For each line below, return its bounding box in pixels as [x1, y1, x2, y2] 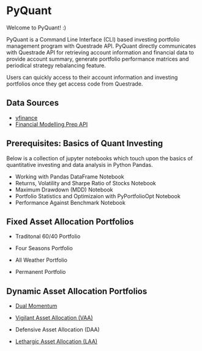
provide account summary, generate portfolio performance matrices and [6, 55, 189, 62]
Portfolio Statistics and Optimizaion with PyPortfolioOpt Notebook [15, 192, 181, 199]
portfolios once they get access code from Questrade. [6, 80, 143, 87]
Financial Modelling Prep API [15, 120, 88, 128]
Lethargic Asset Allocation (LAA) [15, 338, 98, 345]
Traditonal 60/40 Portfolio [15, 233, 81, 240]
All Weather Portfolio [15, 256, 67, 264]
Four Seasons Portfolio [15, 245, 73, 252]
